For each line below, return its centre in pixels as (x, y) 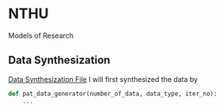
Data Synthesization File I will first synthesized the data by (103, 79)
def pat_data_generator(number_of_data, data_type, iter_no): (113, 94)
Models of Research (41, 35)
